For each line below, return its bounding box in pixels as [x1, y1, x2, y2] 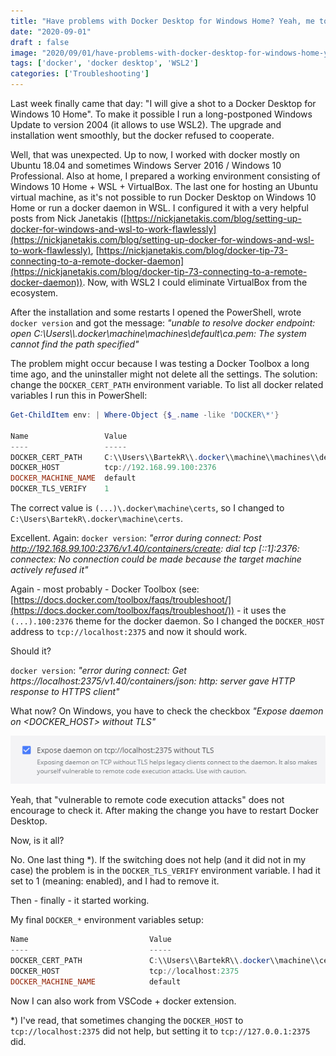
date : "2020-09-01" [10, 26, 92, 37]
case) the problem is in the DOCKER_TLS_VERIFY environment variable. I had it [10, 865, 321, 877]
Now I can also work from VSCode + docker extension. [10, 995, 237, 1007]
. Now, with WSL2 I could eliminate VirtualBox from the [82, 276, 308, 288]
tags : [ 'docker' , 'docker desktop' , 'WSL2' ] [10, 58, 199, 69]
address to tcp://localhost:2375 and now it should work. [10, 626, 248, 637]
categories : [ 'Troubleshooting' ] [10, 69, 150, 79]
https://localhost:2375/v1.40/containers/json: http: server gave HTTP [10, 675, 296, 687]
